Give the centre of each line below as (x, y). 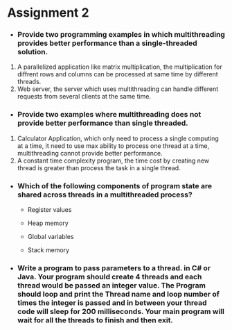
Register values (50, 210)
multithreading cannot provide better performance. (90, 153)
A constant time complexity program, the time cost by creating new (113, 160)
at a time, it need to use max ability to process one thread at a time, (113, 146)
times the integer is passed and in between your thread (112, 303)
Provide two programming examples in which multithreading (121, 35)
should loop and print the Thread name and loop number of (118, 294)
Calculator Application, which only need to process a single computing (118, 138)
